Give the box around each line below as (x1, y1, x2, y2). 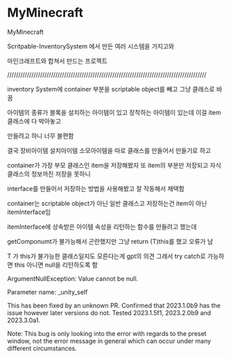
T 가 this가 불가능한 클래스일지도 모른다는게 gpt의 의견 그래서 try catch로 (7, 251, 206, 260)
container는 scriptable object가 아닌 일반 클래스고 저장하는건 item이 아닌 (7, 199, 207, 207)
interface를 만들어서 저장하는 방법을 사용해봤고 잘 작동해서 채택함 (7, 184, 185, 193)
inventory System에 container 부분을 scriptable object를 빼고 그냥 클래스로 (7, 84, 215, 93)
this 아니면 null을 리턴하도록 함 (14, 260, 99, 269)
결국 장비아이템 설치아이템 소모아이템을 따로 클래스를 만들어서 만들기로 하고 (7, 146, 212, 154)
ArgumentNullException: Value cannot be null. (7, 274, 139, 283)
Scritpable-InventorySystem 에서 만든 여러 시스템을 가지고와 (7, 42, 175, 50)
